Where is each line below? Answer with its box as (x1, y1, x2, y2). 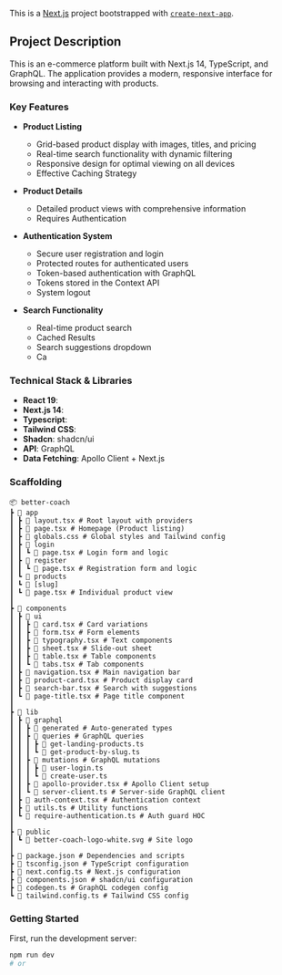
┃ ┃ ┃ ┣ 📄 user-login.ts (9, 763, 104, 773)
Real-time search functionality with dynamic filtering (35, 149, 233, 160)
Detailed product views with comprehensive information (35, 203, 247, 214)
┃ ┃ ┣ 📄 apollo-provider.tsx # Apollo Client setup (9, 779, 209, 788)
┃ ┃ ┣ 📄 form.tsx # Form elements (9, 628, 141, 637)
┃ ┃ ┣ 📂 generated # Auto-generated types (9, 723, 173, 732)
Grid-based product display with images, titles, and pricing (35, 139, 257, 150)
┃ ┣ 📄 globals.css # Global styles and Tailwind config (9, 532, 226, 541)
